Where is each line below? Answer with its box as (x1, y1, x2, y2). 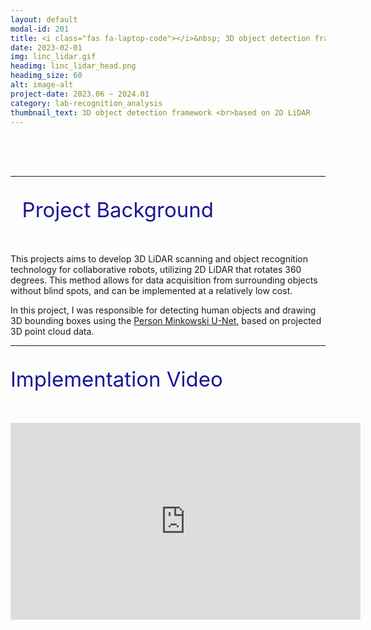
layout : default (10, 14, 78, 25)
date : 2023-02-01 (10, 42, 83, 53)
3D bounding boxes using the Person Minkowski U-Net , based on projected (10, 315, 322, 327)
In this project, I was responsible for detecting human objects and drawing (10, 304, 317, 316)
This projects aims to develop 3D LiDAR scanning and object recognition (10, 253, 308, 265)
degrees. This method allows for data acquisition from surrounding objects (10, 274, 318, 286)
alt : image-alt (10, 80, 74, 90)
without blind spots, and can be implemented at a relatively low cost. (10, 285, 293, 297)
